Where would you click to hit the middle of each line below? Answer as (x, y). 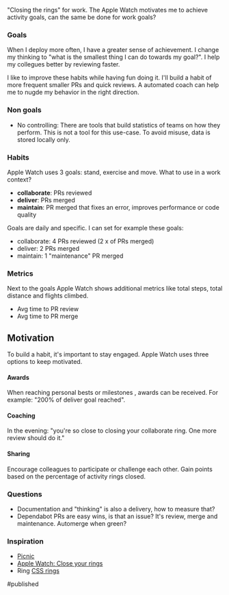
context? (19, 179)
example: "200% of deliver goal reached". (66, 400)
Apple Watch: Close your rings (60, 563)
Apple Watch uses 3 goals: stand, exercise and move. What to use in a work (114, 172)
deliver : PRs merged (46, 200)
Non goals (25, 110)
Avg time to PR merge (48, 316)
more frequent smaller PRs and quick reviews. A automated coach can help (113, 85)
